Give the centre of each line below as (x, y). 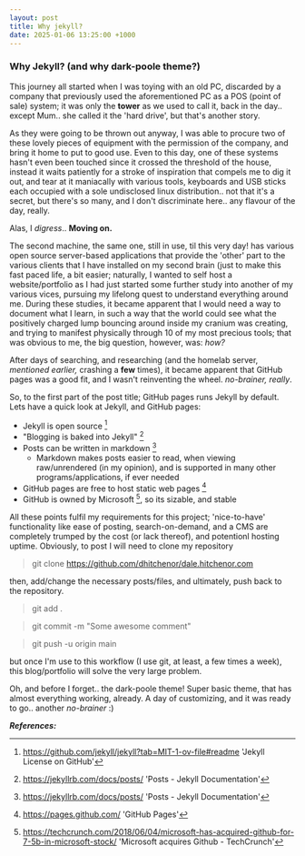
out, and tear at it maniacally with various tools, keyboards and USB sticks (148, 181)
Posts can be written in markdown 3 (89, 447)
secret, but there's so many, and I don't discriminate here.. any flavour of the (152, 200)
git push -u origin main (74, 643)
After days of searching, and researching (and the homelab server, (134, 359)
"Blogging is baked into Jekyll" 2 (83, 436)
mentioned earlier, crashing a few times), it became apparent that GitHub (146, 369)
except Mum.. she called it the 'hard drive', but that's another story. (135, 116)
